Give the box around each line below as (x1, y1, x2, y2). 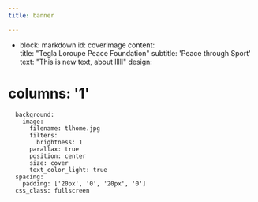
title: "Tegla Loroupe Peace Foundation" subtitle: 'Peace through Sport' (19, 48, 251, 58)
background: (15, 110, 55, 118)
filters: (28, 131, 58, 139)
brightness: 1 (36, 138, 83, 146)
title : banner (8, 11, 55, 20)
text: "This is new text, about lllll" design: (19, 57, 152, 66)
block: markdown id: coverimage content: (19, 40, 155, 50)
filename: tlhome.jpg (28, 124, 101, 133)
